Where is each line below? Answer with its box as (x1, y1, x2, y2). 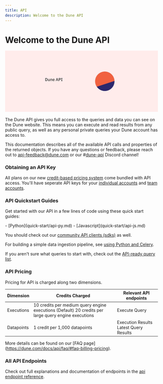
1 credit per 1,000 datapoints (33, 324, 93, 330)
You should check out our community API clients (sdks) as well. (5, 232, 132, 238)
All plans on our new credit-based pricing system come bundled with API (5, 175, 151, 181)
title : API (5, 8, 27, 13)
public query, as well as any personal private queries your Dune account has (5, 127, 158, 133)
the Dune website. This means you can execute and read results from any (5, 122, 152, 128)
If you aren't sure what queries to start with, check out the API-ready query (5, 251, 155, 257)
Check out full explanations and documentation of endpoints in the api (5, 368, 146, 374)
